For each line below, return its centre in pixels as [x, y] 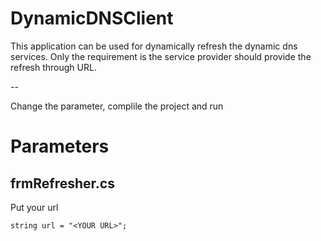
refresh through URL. [53, 67]
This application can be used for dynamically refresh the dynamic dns [154, 46]
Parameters [60, 146]
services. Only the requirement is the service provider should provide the [161, 56]
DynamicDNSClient [92, 18]
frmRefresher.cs [62, 183]
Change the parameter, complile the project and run [117, 106]
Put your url [34, 207]
